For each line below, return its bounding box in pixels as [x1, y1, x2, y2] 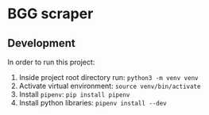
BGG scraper [7, 5, 94, 23]
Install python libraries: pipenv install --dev [18, 98, 168, 107]
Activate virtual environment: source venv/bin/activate [18, 81, 201, 90]
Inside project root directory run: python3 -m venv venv [18, 73, 199, 82]
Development [7, 36, 76, 50]
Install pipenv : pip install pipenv [18, 90, 130, 99]
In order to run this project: [7, 57, 95, 67]
